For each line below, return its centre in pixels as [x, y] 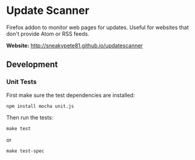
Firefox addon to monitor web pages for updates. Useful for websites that [97, 27]
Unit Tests [22, 82]
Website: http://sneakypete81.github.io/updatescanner [75, 45]
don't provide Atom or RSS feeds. [48, 33]
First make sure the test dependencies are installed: [71, 95]
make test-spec [25, 151]
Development [32, 65]
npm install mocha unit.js [40, 106]
